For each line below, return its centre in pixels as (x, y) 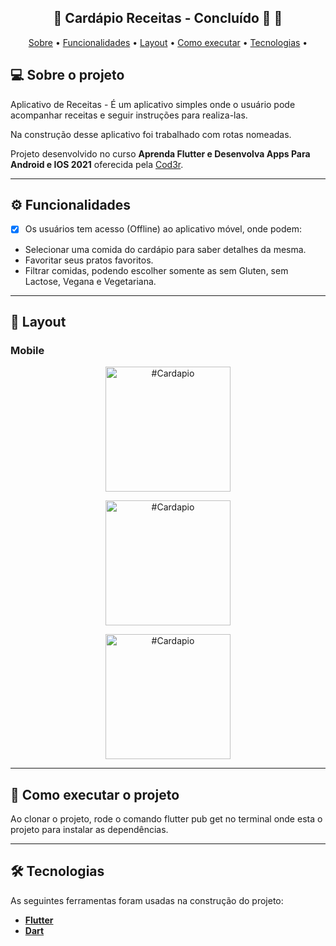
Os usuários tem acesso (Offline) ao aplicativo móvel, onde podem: (163, 229)
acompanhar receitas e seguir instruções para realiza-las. (129, 115)
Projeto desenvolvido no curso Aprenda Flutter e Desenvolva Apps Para (160, 153)
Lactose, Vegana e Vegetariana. (90, 281)
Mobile (27, 350)
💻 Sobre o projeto (67, 75)
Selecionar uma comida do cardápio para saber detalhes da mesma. (165, 249)
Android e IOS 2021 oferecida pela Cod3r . (97, 164)
